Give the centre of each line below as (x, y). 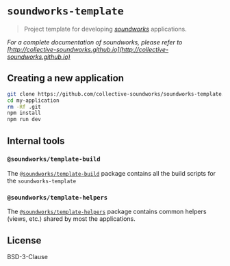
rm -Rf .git (24, 107)
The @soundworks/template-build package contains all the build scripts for (112, 173)
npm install (24, 113)
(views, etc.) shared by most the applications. (71, 219)
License (24, 240)
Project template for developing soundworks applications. (105, 29)
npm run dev (24, 120)
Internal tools (36, 141)
